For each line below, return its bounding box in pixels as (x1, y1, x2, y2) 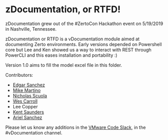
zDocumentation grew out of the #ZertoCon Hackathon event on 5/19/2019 (5, 20, 163, 27)
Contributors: (5, 72, 33, 78)
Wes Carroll (12, 98, 38, 104)
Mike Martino (12, 87, 41, 93)
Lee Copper (12, 103, 38, 109)
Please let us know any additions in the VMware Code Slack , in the (5, 124, 146, 130)
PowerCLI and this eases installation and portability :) (5, 52, 118, 58)
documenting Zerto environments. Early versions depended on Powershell (5, 41, 162, 47)
